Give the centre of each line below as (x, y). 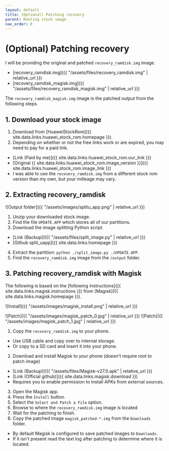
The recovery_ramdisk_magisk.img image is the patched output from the (79, 98)
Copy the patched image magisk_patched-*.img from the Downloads (81, 418)
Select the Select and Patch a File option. (58, 402)
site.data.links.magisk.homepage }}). (43, 296)
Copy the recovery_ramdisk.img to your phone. (61, 331)
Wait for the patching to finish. (44, 413)
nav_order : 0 (19, 24)
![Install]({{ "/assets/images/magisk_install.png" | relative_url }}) (71, 306)
